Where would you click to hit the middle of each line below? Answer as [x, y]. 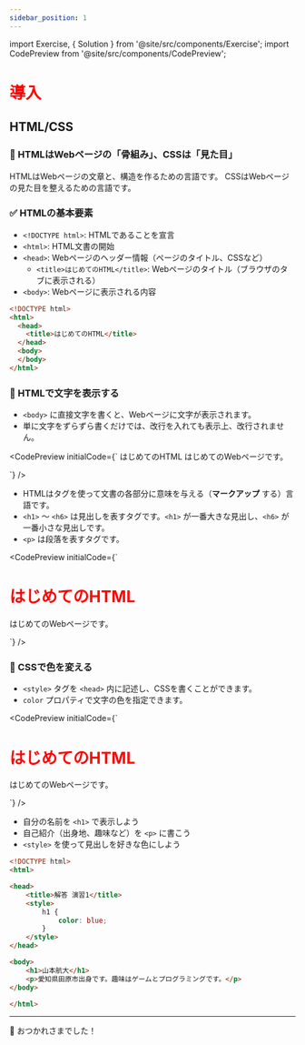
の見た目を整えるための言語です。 [73, 187]
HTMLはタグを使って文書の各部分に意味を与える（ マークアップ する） [154, 494]
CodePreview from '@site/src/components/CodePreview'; [118, 53]
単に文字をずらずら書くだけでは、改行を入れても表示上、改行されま [149, 426]
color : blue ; [82, 920]
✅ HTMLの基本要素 [51, 213]
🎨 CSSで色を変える [51, 667]
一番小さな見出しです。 [66, 528]
